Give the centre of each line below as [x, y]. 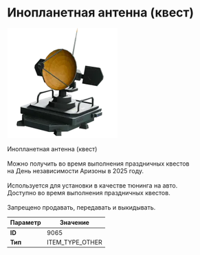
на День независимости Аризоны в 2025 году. [76, 170]
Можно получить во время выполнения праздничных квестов [98, 164]
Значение [74, 223]
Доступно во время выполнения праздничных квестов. [89, 192]
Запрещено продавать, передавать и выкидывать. [81, 207]
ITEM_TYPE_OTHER [75, 242]
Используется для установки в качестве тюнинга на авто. [92, 185]
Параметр [25, 223]
